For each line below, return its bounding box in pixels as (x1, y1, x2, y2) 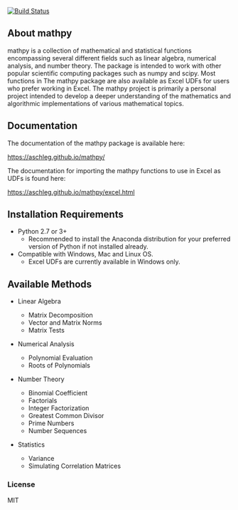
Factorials (28, 396, 58, 405)
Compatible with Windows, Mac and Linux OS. (17, 250, 154, 259)
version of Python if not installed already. (28, 242, 149, 251)
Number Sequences (28, 427, 87, 435)
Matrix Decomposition (28, 311, 94, 320)
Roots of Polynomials (28, 361, 91, 370)
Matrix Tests (28, 326, 65, 335)
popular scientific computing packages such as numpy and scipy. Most (7, 68, 216, 78)
